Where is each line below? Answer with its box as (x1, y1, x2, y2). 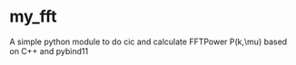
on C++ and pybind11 (9, 45, 89, 56)
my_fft (9, 6, 57, 27)
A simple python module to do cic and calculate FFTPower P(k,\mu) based (9, 36, 288, 47)
